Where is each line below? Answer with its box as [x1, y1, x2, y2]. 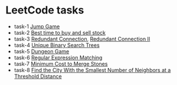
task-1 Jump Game [14, 23, 60, 30]
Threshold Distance [14, 73, 63, 80]
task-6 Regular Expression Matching [14, 54, 103, 61]
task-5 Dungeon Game [14, 47, 70, 55]
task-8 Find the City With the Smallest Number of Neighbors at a [14, 66, 171, 73]
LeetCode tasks [5, 4, 84, 17]
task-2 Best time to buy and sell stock [14, 29, 106, 36]
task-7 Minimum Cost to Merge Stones [14, 60, 108, 67]
